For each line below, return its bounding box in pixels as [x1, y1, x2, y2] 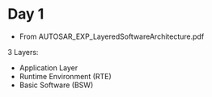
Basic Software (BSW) [19, 80, 94, 90]
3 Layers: [7, 47, 39, 57]
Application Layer [19, 62, 78, 73]
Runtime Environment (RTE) [19, 71, 112, 81]
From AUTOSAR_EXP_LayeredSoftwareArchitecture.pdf [19, 32, 205, 41]
